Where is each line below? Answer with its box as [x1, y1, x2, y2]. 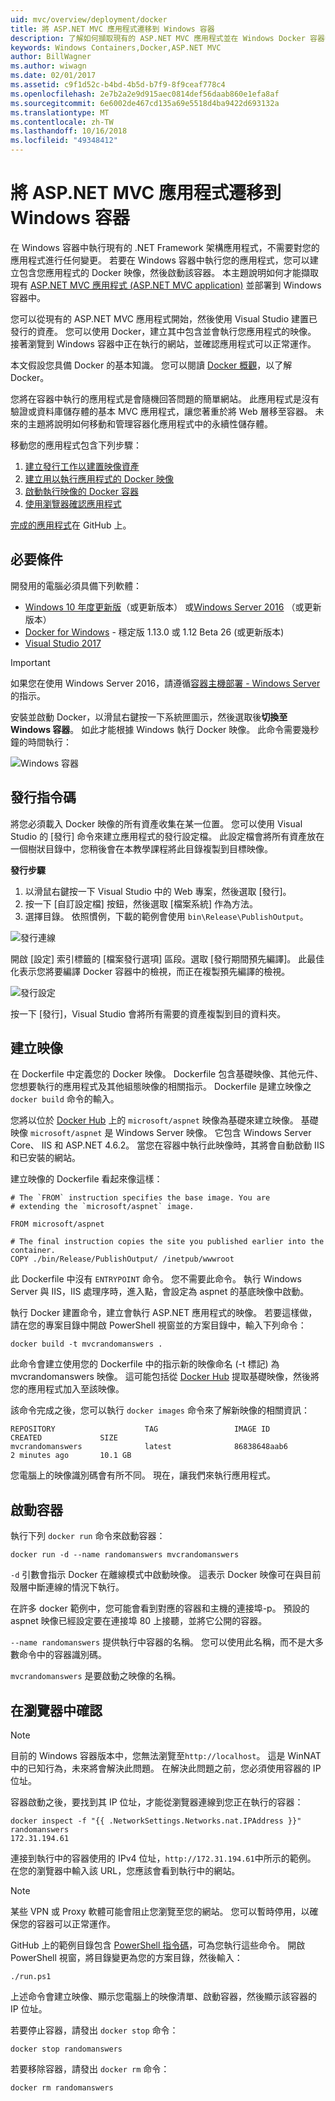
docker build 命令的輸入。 [10, 1093, 120, 1105]
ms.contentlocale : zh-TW [10, 117, 114, 127]
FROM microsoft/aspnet [10, 1219, 105, 1230]
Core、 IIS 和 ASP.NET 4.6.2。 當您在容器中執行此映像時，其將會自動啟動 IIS [10, 1139, 325, 1151]
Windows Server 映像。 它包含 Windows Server [115, 1127, 312, 1139]
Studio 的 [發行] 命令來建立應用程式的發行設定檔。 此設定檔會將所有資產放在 [10, 830, 325, 842]
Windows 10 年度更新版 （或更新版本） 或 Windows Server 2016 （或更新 [24, 601, 322, 613]
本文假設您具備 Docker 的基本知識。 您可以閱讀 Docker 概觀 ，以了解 [10, 359, 293, 371]
